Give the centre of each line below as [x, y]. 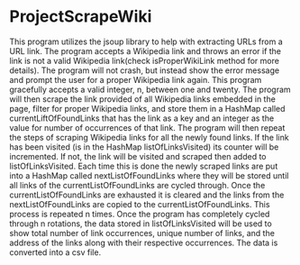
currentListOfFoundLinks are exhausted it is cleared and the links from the [147, 195]
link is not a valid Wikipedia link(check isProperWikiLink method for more [144, 60]
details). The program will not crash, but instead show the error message [145, 70]
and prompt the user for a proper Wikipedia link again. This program [136, 79]
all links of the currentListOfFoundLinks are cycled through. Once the [137, 185]
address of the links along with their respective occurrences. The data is [144, 242]
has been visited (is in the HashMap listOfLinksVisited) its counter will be [144, 147]
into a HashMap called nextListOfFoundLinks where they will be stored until [149, 175]
